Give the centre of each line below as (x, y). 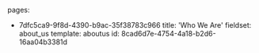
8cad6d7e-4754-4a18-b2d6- (168, 34)
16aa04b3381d (43, 42)
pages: (19, 10)
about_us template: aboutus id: (69, 34)
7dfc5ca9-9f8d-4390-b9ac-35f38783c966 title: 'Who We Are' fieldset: (135, 25)
